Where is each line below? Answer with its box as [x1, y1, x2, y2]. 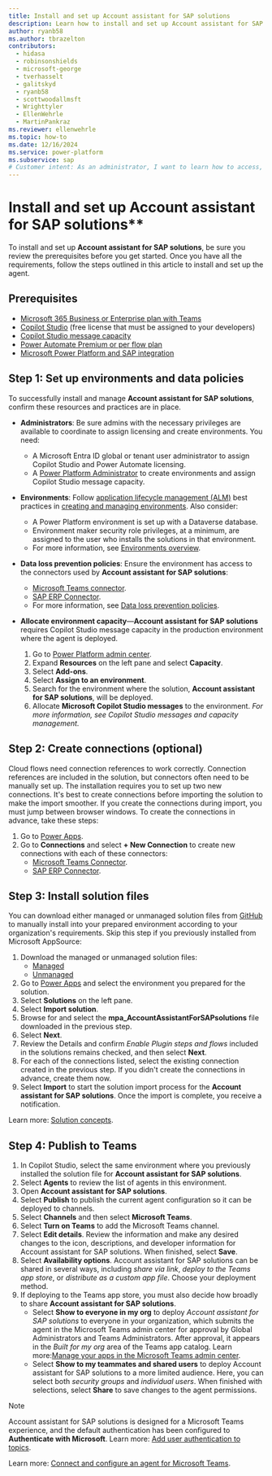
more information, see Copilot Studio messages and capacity [32, 710, 239, 719]
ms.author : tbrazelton [8, 34, 85, 43]
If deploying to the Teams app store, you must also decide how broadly [19, 1290, 258, 1300]
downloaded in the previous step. [19, 1022, 132, 1032]
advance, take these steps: [8, 815, 99, 825]
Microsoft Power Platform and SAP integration [19, 347, 175, 358]
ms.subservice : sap [8, 155, 75, 164]
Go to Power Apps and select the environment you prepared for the [19, 978, 246, 989]
